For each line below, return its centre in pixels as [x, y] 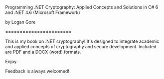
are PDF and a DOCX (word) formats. [43, 52]
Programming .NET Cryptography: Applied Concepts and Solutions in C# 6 [82, 7]
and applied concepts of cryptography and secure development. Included [81, 46]
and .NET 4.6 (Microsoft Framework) [43, 12]
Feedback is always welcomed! [37, 71]
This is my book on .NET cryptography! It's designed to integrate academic [82, 41]
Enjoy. [11, 61]
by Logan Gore [20, 22]
